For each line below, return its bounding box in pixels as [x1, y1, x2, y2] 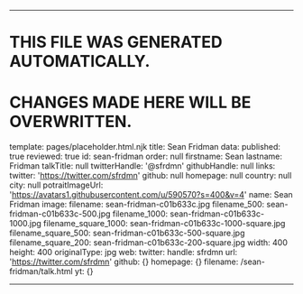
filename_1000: [112, 208, 169, 219]
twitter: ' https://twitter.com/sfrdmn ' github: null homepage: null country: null [9, 170, 292, 181]
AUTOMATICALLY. [9, 51, 151, 72]
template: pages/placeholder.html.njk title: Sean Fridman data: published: [9, 142, 281, 152]
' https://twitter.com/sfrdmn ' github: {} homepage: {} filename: [9, 256, 239, 267]
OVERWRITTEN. [9, 112, 133, 132]
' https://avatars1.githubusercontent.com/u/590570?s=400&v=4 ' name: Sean [9, 189, 293, 200]
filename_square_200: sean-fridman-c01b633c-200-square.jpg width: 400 [9, 237, 289, 248]
